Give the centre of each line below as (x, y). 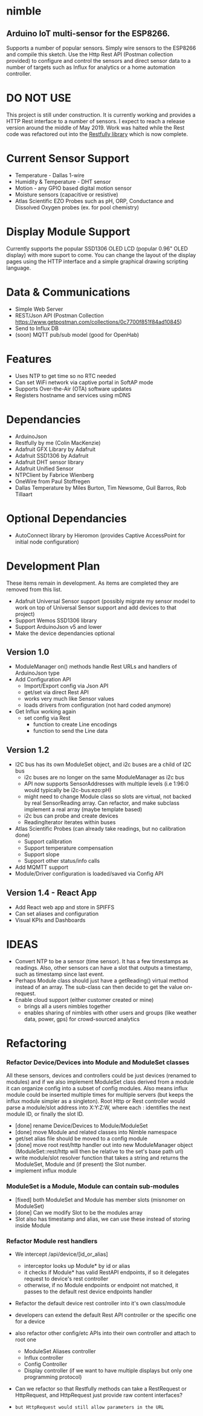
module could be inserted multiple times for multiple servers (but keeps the (100, 1095)
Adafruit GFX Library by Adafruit (55, 449)
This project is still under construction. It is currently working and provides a (101, 115)
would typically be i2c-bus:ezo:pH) (68, 790)
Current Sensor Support (68, 159)
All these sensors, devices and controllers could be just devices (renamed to (101, 1076)
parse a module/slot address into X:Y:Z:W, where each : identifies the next (98, 1108)
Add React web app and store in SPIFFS (65, 907)
